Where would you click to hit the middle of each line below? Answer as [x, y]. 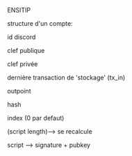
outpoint [19, 91]
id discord [22, 37]
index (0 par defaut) [36, 118]
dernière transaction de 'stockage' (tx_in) [66, 77]
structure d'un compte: [40, 23]
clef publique [26, 50]
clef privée [23, 64]
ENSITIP [19, 10]
